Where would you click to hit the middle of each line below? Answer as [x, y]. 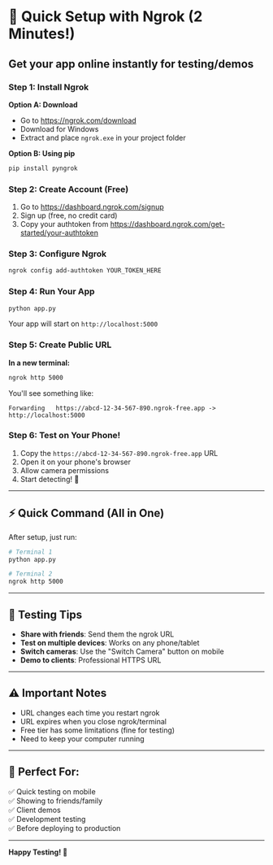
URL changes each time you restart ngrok [90, 713]
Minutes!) [42, 34]
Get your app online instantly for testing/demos [131, 64]
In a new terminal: [39, 363]
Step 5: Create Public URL [60, 345]
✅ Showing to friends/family [56, 801]
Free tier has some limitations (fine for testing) [97, 730]
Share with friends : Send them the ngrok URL [97, 634]
